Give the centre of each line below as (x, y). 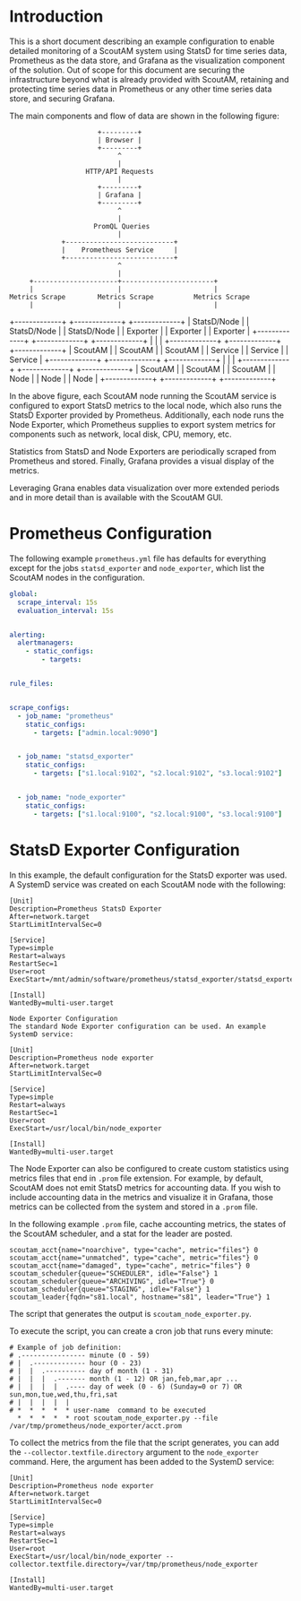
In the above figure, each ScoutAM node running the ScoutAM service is (143, 395)
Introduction (56, 17)
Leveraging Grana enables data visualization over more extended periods (145, 488)
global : (24, 593)
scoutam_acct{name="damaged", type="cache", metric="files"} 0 (130, 1266)
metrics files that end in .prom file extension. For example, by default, (137, 1178)
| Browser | (120, 140)
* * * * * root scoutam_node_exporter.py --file (118, 1418)
